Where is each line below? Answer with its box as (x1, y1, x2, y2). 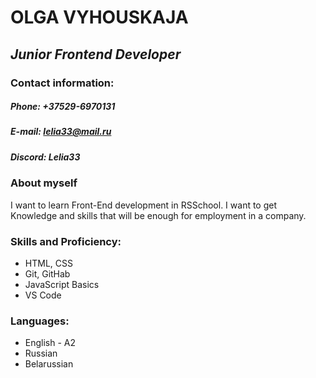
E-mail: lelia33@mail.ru (10, 126, 112, 138)
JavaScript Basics (24, 278, 100, 290)
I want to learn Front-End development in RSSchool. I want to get (10, 199, 278, 211)
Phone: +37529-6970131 (10, 101, 116, 113)
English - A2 (24, 337, 77, 349)
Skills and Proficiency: (10, 234, 122, 248)
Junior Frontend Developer (10, 46, 182, 63)
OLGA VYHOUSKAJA (10, 6, 189, 29)
